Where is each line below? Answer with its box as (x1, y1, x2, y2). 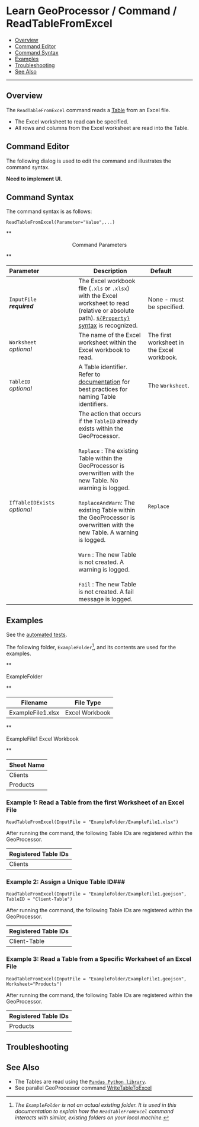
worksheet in (147, 338, 184, 347)
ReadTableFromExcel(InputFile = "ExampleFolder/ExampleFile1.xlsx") (6, 819, 179, 826)
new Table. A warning (78, 528, 139, 536)
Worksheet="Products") (6, 981, 62, 987)
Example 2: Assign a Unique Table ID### (6, 878, 126, 886)
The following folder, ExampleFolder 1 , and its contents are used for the (6, 643, 176, 650)
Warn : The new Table (78, 551, 137, 559)
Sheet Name (9, 761, 45, 769)
